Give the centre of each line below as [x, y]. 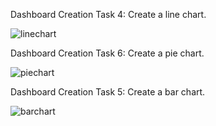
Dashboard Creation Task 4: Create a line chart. [108, 14]
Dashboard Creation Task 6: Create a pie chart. [107, 53]
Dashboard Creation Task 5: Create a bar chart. [108, 92]
